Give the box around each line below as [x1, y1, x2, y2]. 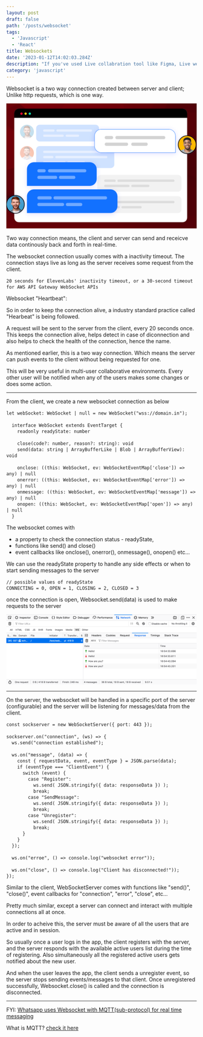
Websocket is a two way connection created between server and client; [6, 85, 185, 92]
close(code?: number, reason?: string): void [17, 441, 134, 447]
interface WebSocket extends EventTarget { [11, 422, 123, 428]
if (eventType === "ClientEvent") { [17, 764, 110, 770]
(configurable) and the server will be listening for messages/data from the [6, 703, 190, 710]
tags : [6, 29, 20, 35]
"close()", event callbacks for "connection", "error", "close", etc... [6, 890, 168, 898]
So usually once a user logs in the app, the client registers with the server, [6, 938, 190, 945]
